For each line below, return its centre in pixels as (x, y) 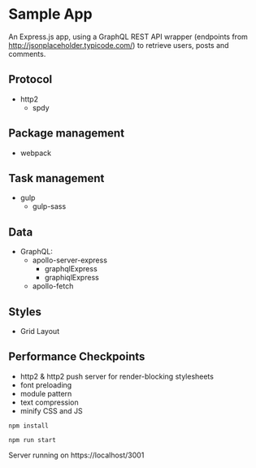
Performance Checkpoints (77, 357)
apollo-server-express (70, 260)
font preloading (46, 385)
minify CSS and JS (51, 410)
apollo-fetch (53, 286)
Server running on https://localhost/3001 (76, 455)
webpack (35, 153)
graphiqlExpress (72, 278)
